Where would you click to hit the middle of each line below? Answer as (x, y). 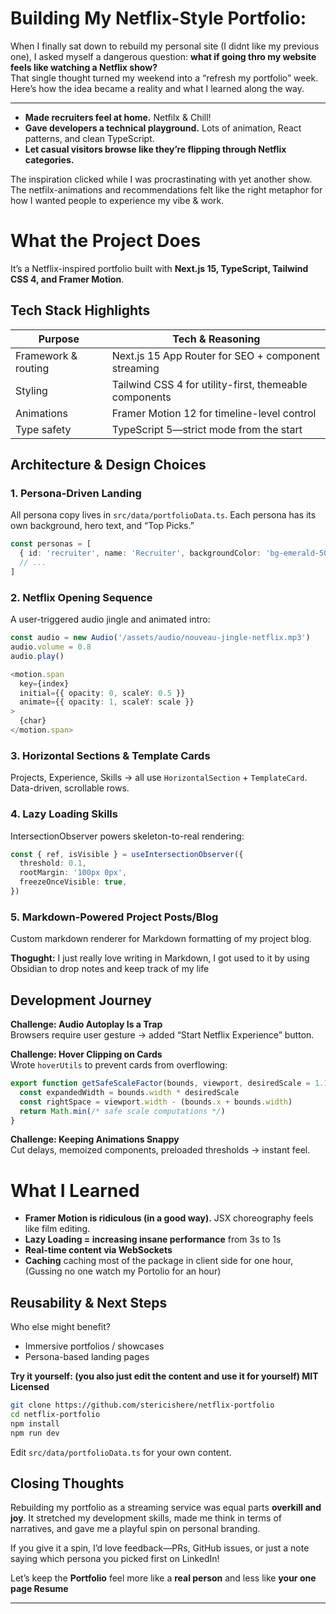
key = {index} (44, 683)
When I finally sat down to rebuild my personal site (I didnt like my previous (165, 46)
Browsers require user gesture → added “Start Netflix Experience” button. (162, 1035)
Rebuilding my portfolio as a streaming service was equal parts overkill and (166, 1508)
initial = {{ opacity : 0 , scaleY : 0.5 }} (102, 693)
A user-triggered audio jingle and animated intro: (110, 619)
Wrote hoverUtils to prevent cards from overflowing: (119, 1065)
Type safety (43, 429)
